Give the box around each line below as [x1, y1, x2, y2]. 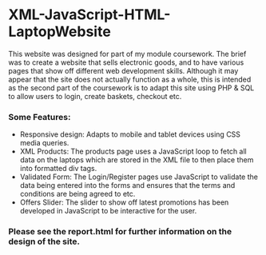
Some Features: [8, 111, 71, 122]
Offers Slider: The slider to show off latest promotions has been [19, 197, 229, 207]
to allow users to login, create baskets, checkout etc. [8, 91, 182, 101]
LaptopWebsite [8, 22, 112, 41]
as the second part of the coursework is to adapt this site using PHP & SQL [8, 82, 255, 93]
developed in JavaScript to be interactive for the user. [19, 206, 197, 216]
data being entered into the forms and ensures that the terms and [19, 181, 236, 190]
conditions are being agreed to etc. [19, 189, 136, 199]
